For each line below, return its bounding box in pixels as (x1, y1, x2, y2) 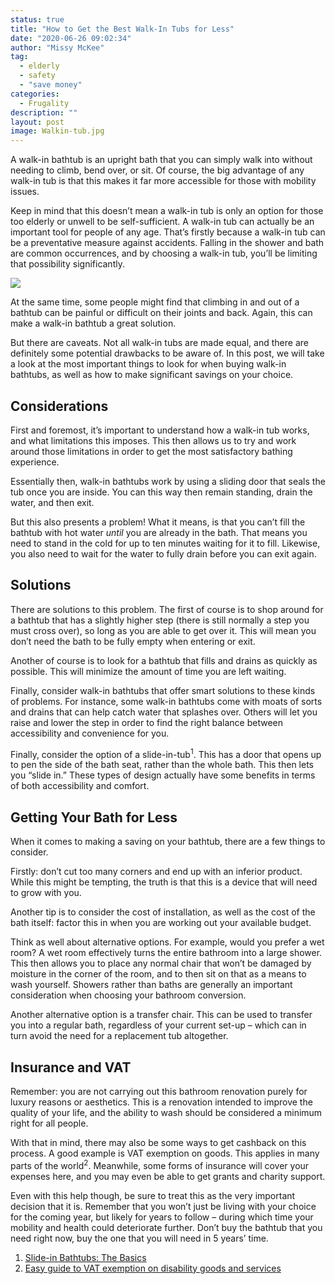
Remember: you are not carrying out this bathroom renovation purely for (10, 1086, 308, 1098)
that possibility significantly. (10, 258, 125, 270)
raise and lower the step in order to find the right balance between (10, 716, 283, 728)
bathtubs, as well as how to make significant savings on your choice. (10, 369, 294, 381)
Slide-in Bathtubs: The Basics (24, 1251, 147, 1263)
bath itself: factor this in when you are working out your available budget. (10, 917, 312, 929)
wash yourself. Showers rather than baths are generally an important (10, 979, 293, 991)
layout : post (10, 117, 65, 127)
